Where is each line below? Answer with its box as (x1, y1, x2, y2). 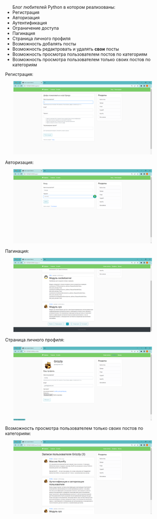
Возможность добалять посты (12, 41, 76, 46)
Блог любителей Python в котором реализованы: (12, 4, 116, 10)
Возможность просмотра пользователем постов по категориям (12, 51, 148, 57)
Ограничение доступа (12, 25, 59, 31)
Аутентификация (12, 20, 48, 26)
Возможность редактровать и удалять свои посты (12, 46, 119, 52)
